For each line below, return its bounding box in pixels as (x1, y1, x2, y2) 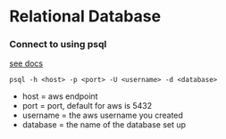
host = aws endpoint (21, 91, 98, 102)
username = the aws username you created (21, 110, 183, 121)
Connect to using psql (9, 38, 107, 51)
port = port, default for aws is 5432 (21, 101, 153, 111)
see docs (9, 58, 44, 69)
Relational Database (9, 6, 162, 27)
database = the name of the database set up (21, 119, 186, 130)
